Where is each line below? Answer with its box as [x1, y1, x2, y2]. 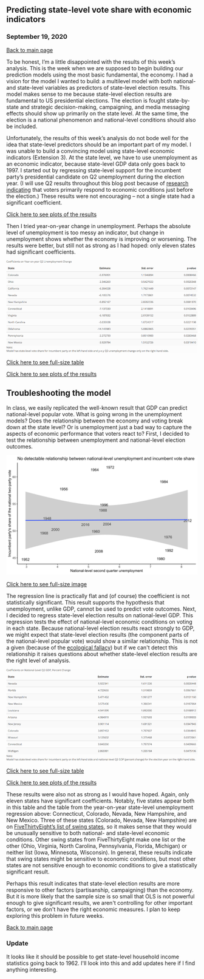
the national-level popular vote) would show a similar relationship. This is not [6, 637, 198, 645]
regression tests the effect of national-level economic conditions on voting [6, 618, 192, 625]
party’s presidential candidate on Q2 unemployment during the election [6, 173, 185, 180]
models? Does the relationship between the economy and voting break [6, 417, 183, 424]
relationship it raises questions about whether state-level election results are [6, 650, 197, 657]
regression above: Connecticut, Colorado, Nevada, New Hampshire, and [6, 810, 187, 818]
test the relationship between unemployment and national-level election [6, 436, 186, 444]
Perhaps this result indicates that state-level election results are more [6, 880, 180, 887]
